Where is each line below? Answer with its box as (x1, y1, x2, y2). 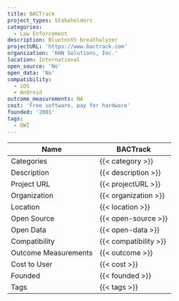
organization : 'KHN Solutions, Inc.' (7, 50, 118, 57)
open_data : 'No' (7, 69, 55, 76)
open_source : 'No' (7, 63, 61, 70)
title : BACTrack (7, 10, 55, 18)
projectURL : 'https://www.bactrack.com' (7, 43, 128, 50)
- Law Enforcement (13, 30, 68, 37)
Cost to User (11, 259, 53, 269)
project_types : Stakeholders (7, 17, 93, 24)
